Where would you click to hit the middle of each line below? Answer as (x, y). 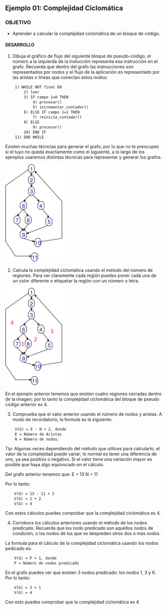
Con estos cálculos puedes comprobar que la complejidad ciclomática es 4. (83, 513)
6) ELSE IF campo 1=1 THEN (52, 112)
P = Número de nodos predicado (47, 563)
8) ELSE (32, 122)
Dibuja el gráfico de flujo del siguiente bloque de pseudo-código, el (82, 56)
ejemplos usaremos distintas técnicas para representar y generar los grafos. (83, 157)
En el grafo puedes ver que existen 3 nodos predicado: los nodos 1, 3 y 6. (81, 572)
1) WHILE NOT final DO (38, 87)
